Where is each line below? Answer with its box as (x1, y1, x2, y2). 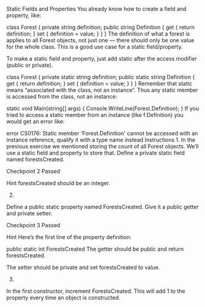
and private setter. (6, 210, 53, 217)
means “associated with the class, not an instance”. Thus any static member (6, 86, 198, 94)
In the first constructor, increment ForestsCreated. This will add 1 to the (6, 287, 185, 295)
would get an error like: (6, 118, 65, 125)
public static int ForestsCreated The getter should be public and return (6, 245, 184, 252)
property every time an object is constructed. (6, 294, 121, 301)
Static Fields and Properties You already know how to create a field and (6, 6, 187, 12)
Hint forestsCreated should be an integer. (6, 180, 111, 186)
